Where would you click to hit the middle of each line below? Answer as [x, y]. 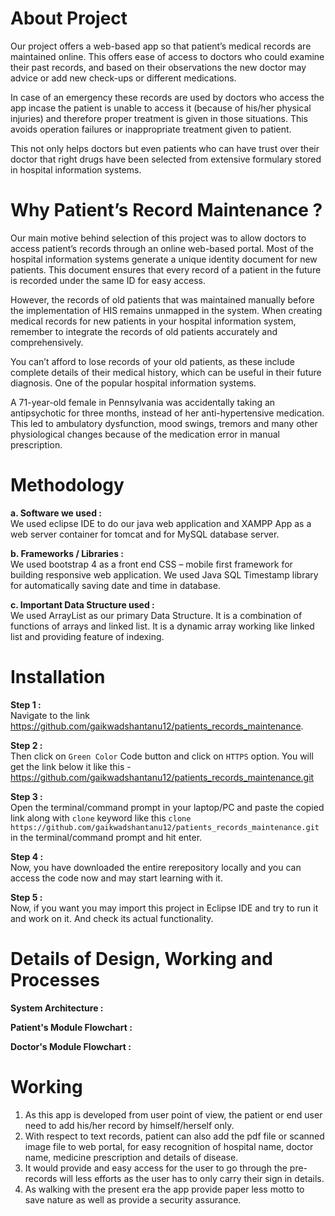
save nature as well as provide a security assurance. [133, 1199]
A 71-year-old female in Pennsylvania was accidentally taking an [143, 402]
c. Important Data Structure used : [82, 604]
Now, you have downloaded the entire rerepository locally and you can [156, 867]
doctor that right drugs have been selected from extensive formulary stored [166, 159]
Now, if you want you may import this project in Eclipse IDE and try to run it [164, 908]
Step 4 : [27, 856]
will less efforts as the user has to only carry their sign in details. [192, 1178]
